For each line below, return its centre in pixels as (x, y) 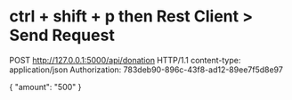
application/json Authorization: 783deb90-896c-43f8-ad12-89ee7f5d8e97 (146, 70)
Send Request (62, 35)
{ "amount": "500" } (45, 87)
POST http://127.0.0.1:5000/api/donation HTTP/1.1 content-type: (125, 60)
